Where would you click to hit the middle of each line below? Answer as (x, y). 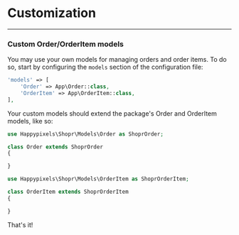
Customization (52, 13)
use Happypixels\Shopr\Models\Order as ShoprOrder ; (85, 134)
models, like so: (30, 121)
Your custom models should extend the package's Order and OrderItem (112, 113)
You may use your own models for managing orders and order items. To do (117, 60)
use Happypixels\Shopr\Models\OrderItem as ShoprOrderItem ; (99, 179)
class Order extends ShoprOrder (55, 147)
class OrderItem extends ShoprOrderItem (68, 192)
